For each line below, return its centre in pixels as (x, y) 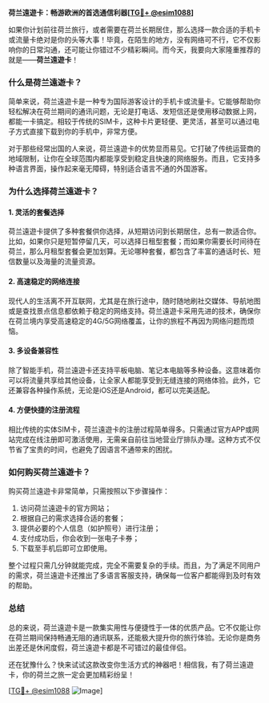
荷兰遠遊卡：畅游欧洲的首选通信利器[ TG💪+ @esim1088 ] (101, 12)
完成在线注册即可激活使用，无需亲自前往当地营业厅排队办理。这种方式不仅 (138, 440)
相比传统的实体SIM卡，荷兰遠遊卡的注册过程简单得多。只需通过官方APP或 (130, 429)
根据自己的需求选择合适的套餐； (72, 518)
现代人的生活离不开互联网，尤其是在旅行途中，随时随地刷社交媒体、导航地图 (134, 301)
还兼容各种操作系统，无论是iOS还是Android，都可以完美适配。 (111, 390)
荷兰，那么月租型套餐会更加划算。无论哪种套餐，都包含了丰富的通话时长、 (131, 251)
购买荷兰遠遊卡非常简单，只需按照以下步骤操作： (89, 491)
